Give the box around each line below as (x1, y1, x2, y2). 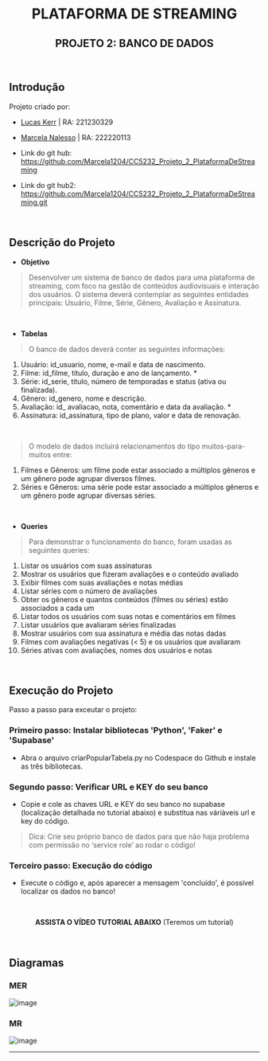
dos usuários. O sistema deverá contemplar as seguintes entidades (28, 289, 249, 299)
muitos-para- (201, 441, 246, 451)
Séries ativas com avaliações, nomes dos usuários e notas (20, 645, 213, 655)
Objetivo (20, 256, 50, 267)
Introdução (9, 80, 65, 94)
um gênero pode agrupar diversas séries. (20, 491, 157, 500)
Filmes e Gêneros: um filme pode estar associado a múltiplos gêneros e (20, 465, 256, 475)
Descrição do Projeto (9, 236, 115, 249)
